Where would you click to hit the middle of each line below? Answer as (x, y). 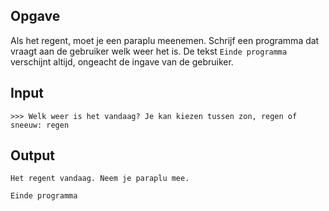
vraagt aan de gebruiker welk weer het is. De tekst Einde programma (149, 51)
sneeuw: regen (40, 125)
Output (32, 155)
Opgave (35, 16)
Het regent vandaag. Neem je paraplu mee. (100, 179)
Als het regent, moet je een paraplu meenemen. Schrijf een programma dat (165, 40)
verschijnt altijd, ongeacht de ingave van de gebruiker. (122, 61)
